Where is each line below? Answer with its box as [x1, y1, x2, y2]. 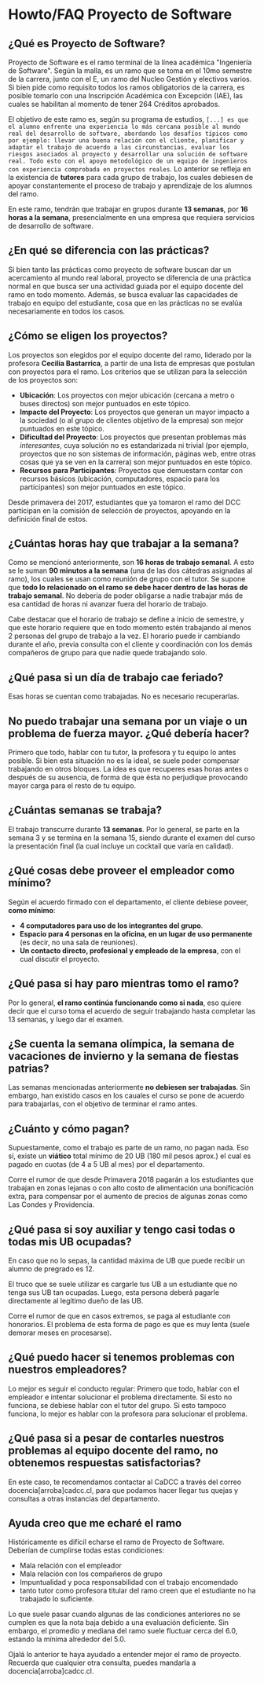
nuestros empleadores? [8, 1363, 127, 1377]
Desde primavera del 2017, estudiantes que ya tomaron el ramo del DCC [8, 497, 241, 507]
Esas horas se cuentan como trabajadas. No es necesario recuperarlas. [8, 691, 240, 701]
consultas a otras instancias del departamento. [8, 1494, 160, 1503]
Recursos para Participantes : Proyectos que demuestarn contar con [19, 465, 244, 475]
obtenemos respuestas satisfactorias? [8, 1456, 202, 1470]
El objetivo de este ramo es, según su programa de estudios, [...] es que [8, 115, 249, 123]
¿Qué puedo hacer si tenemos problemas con [8, 1351, 235, 1364]
